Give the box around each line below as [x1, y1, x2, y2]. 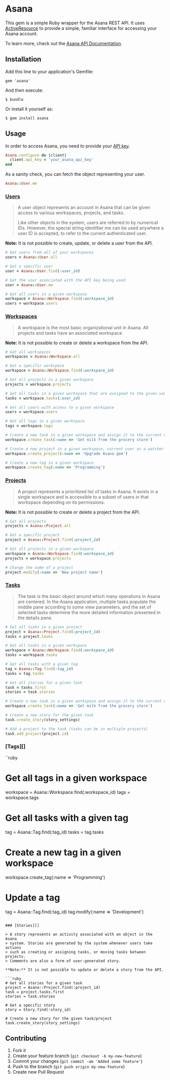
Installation [5, 55, 41, 64]
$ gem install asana [5, 115, 49, 121]
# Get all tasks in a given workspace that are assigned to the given [5, 391, 157, 396]
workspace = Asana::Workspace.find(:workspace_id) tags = [5, 789, 131, 795]
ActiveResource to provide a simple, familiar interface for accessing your [5, 25, 157, 31]
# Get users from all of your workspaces [5, 250, 94, 255]
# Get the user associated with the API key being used [5, 277, 125, 283]
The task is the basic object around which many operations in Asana [17, 593, 160, 599]
